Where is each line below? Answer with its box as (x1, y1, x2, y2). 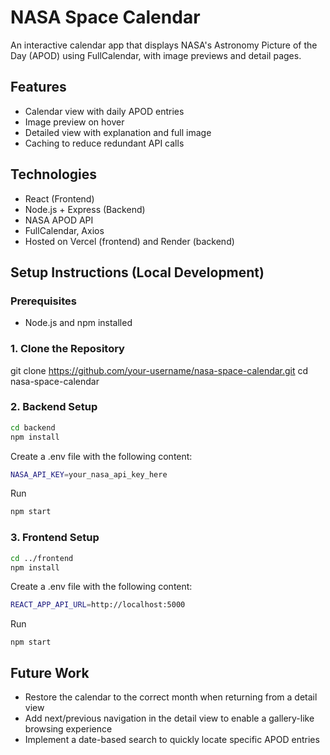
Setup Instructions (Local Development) (10, 264, 265, 281)
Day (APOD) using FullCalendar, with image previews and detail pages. (10, 49, 302, 61)
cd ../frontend (10, 553, 74, 563)
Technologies (10, 166, 98, 183)
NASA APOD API (24, 214, 94, 226)
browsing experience (24, 723, 113, 735)
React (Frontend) (24, 192, 95, 205)
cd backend (10, 422, 56, 433)
